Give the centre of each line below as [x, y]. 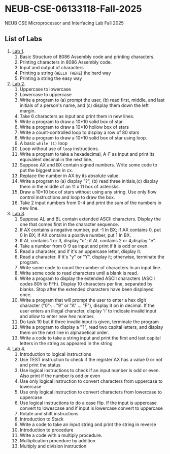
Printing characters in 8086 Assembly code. [66, 62]
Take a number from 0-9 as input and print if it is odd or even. [84, 246]
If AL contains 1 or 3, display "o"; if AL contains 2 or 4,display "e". [88, 240]
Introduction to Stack [42, 419]
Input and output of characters [52, 67]
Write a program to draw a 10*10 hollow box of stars [74, 127]
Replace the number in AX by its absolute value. [70, 176]
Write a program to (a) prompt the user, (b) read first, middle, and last [92, 100]
